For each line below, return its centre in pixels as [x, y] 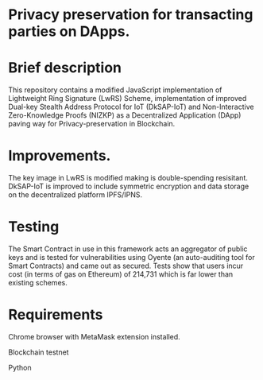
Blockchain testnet [39, 352]
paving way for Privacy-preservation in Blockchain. [92, 124]
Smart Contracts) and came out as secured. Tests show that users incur [126, 266]
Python [20, 367]
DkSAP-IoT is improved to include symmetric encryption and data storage [129, 186]
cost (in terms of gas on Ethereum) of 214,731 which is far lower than [121, 274]
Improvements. [60, 156]
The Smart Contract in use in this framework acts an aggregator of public [128, 249]
